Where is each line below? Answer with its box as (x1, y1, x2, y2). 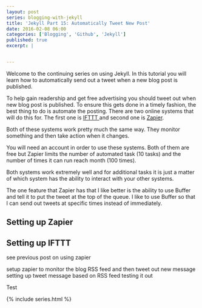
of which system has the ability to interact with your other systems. (6, 175, 174, 182)
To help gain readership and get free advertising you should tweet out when (6, 95, 196, 102)
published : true (6, 37, 47, 43)
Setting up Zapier (6, 217, 73, 227)
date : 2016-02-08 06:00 (6, 25, 67, 32)
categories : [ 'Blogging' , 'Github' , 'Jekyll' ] (6, 32, 126, 38)
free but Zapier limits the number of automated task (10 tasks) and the (6, 150, 181, 158)
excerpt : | (6, 43, 34, 49)
